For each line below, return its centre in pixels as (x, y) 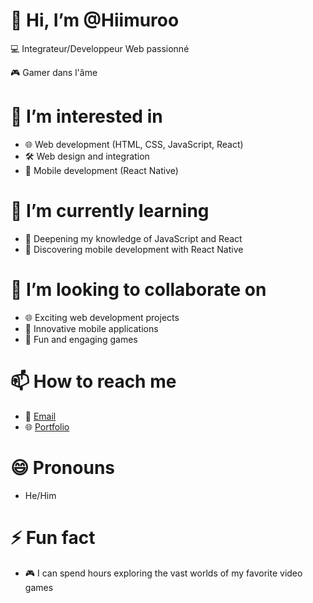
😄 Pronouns (63, 467)
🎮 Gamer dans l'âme (54, 72)
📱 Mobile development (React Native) (101, 170)
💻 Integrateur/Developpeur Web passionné (100, 48)
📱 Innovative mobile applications (91, 328)
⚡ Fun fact (53, 537)
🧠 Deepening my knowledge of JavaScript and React (133, 238)
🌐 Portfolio (47, 426)
